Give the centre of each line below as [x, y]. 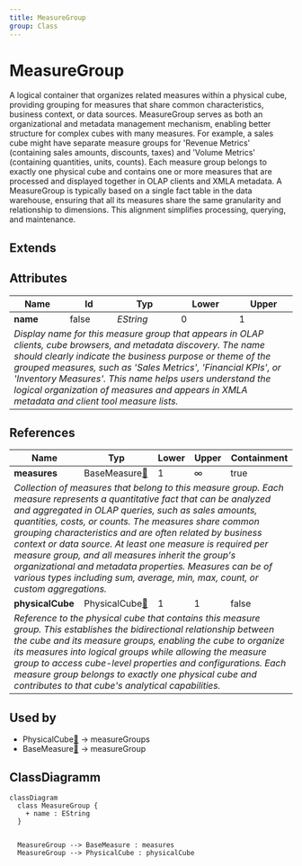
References [42, 433]
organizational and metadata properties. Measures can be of [143, 567]
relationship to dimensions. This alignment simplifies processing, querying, [147, 210]
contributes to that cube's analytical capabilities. [117, 686]
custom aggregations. [61, 589]
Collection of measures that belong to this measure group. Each [149, 488]
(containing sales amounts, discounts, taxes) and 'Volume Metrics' [133, 153]
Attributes [38, 278]
